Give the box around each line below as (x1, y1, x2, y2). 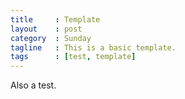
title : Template (10, 14, 101, 25)
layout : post (10, 24, 83, 34)
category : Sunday (10, 33, 92, 43)
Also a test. (10, 79, 57, 91)
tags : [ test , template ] (10, 52, 137, 62)
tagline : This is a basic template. (10, 42, 177, 53)
